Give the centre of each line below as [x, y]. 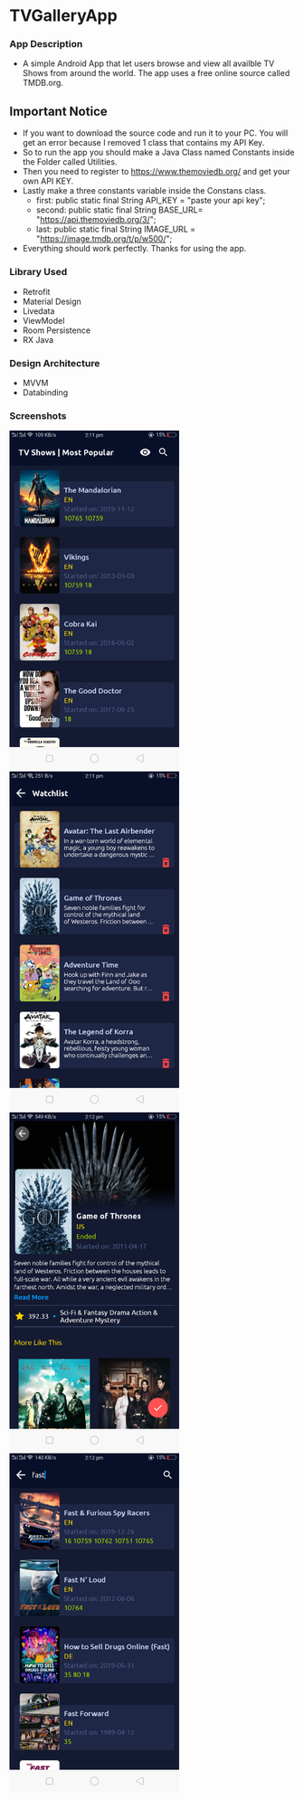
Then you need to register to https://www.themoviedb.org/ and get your [157, 172]
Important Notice [58, 111]
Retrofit [36, 291]
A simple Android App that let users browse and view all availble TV [148, 63]
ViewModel [43, 320]
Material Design [52, 301]
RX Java [38, 339]
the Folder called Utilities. [70, 162]
